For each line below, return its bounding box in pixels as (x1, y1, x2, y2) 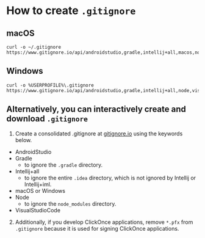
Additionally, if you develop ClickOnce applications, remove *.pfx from (15, 218, 193, 226)
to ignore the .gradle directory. (24, 161, 103, 168)
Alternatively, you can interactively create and (6, 104, 186, 115)
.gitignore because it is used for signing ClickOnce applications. (15, 225, 179, 232)
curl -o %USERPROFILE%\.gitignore (6, 82, 95, 88)
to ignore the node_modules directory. (24, 200, 117, 207)
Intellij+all (15, 167, 40, 175)
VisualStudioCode (15, 206, 61, 214)
